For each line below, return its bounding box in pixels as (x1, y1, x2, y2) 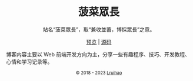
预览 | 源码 (86, 38, 112, 45)
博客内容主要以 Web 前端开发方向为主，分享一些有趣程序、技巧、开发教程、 (6, 50, 190, 58)
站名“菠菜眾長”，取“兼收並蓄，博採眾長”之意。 (42, 26, 155, 33)
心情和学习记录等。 (6, 58, 53, 65)
